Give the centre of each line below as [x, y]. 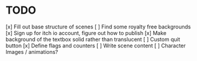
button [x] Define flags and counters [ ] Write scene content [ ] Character [96, 46]
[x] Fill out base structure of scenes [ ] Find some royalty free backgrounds [98, 27]
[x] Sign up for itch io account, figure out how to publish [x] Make [86, 33]
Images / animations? [32, 52]
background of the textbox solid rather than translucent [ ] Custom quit [93, 39]
